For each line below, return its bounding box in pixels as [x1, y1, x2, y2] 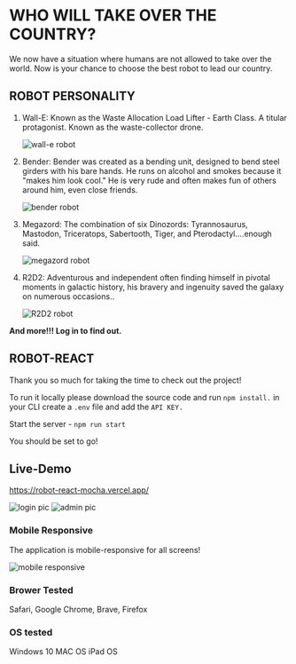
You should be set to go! [9, 436, 98, 447]
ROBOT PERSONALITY [9, 89, 136, 104]
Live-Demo [9, 461, 72, 476]
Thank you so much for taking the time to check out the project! [9, 375, 242, 385]
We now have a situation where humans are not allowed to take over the [9, 53, 272, 64]
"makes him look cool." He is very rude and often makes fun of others [21, 175, 277, 186]
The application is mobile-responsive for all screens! [9, 544, 201, 555]
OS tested [9, 626, 53, 638]
